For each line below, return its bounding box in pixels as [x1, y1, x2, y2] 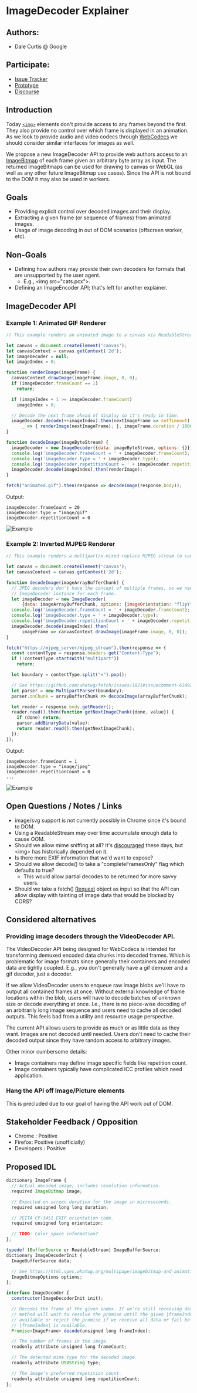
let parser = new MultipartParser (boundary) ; [11, 688, 125, 694]
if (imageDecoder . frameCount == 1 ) [11, 380, 98, 386]
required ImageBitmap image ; [11, 1188, 83, 1194]
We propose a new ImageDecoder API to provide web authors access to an [6, 151, 188, 158]
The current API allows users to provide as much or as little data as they [6, 1024, 180, 1031]
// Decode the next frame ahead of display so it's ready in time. [11, 412, 180, 419]
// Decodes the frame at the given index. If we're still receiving [11, 1306, 182, 1312]
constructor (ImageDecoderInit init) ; [11, 1296, 104, 1302]
